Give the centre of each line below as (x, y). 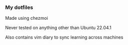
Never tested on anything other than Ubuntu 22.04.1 (58, 28)
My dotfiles (19, 7)
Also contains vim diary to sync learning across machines (64, 37)
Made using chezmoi (27, 18)
